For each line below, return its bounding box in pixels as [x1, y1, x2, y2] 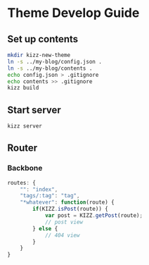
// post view [44, 218, 83, 226]
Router [7, 142, 38, 154]
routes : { [7, 179, 37, 186]
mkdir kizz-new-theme [7, 51, 71, 58]
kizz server [7, 123, 42, 130]
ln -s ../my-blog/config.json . [7, 58, 102, 65]
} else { [32, 225, 58, 232]
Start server [7, 104, 61, 116]
